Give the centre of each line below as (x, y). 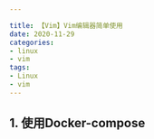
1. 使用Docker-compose (77, 123)
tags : (19, 68)
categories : (32, 42)
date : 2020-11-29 (42, 34)
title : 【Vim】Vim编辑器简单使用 (67, 25)
